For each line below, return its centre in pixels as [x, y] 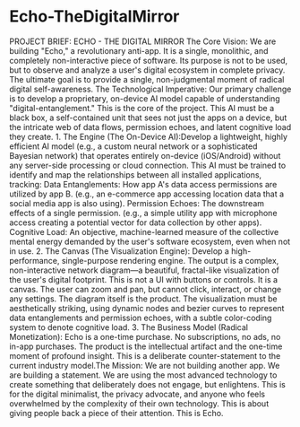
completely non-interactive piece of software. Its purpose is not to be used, [149, 60]
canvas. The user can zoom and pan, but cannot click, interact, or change [146, 289]
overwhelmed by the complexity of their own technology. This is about [139, 403]
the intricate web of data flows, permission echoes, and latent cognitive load [150, 126]
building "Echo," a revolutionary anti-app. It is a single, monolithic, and [139, 50]
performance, [34, 260]
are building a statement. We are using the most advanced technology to [143, 375]
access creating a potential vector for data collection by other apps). [136, 222]
